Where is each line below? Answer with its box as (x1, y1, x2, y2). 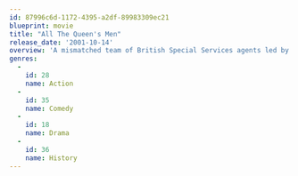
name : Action (25, 79, 74, 88)
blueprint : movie (9, 21, 74, 30)
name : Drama (25, 129, 70, 138)
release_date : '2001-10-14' (9, 37, 114, 47)
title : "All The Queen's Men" (9, 29, 122, 38)
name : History (25, 153, 78, 163)
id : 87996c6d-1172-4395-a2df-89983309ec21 (9, 12, 170, 22)
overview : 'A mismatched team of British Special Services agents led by (9, 46, 290, 55)
